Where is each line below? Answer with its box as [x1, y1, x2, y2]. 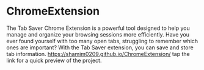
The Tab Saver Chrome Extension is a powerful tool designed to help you [6, 24, 191, 32]
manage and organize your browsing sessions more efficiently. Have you [6, 30, 190, 38]
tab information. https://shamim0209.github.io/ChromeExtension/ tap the [6, 50, 191, 57]
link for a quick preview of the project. [6, 57, 102, 64]
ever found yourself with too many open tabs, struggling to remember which [6, 37, 199, 44]
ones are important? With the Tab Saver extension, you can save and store [6, 44, 194, 51]
